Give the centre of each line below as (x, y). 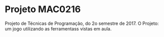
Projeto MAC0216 (43, 9)
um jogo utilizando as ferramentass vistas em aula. (58, 28)
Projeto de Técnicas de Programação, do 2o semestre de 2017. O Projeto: (82, 23)
